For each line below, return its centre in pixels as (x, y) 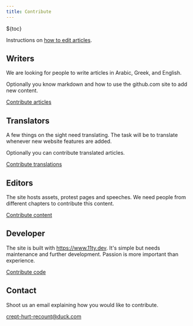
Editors (20, 183)
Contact (21, 291)
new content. (22, 91)
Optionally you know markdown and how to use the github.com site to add (97, 84)
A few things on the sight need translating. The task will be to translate (92, 135)
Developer (26, 234)
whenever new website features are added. (59, 141)
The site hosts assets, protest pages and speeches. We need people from (96, 197)
